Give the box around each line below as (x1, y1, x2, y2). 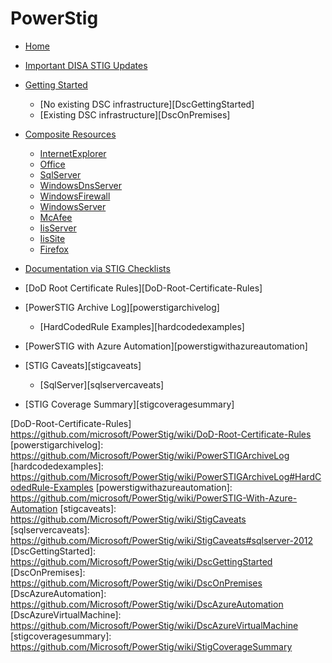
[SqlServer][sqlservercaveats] (39, 378, 165, 391)
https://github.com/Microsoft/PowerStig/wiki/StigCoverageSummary (10, 640, 293, 652)
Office (39, 158, 66, 170)
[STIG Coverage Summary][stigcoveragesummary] (24, 398, 235, 410)
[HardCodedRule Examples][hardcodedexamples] (39, 320, 245, 332)
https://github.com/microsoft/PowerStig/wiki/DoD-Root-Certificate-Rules (10, 428, 312, 440)
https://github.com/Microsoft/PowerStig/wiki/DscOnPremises (10, 577, 263, 589)
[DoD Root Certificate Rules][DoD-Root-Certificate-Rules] (24, 282, 263, 294)
